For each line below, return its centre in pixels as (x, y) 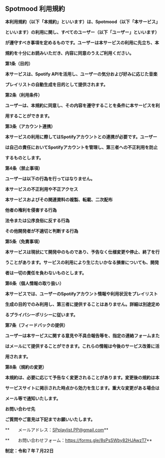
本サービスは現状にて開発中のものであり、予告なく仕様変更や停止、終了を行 (82, 252)
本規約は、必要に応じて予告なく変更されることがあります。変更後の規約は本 (82, 377)
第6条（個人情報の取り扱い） (35, 283)
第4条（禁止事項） (24, 168)
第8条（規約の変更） (26, 367)
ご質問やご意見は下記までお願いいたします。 (50, 419)
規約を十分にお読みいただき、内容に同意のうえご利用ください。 (69, 53)
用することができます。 (29, 116)
